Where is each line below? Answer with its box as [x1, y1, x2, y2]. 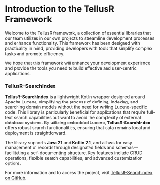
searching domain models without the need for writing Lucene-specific [5, 104, 147, 110]
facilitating [5, 150, 26, 156]
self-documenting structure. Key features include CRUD [31, 150, 142, 156]
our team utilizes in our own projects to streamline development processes [5, 35, 155, 41]
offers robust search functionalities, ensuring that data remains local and [5, 125, 151, 131]
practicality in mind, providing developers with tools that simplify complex [5, 45, 153, 51]
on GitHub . [5, 175, 27, 181]
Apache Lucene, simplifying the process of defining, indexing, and [5, 99, 138, 105]
